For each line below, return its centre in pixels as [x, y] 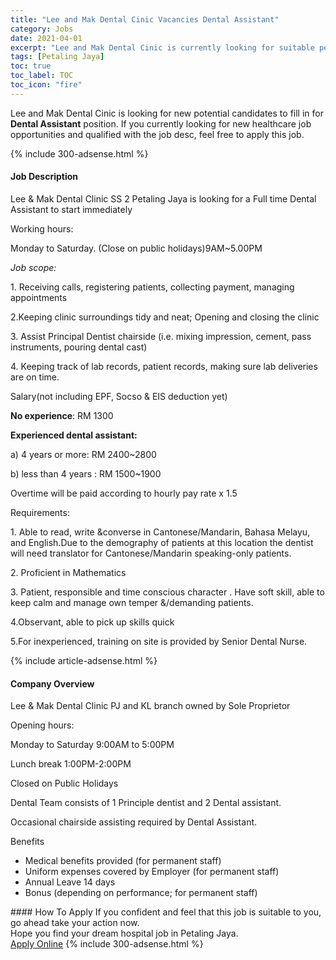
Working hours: [42, 228]
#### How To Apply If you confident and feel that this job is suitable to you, [166, 912]
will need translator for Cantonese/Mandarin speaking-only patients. [151, 553]
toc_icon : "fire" [46, 85]
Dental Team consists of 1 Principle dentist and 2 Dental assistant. [146, 803]
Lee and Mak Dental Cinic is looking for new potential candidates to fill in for [167, 113]
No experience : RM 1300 [62, 415]
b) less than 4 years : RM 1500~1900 [86, 473]
